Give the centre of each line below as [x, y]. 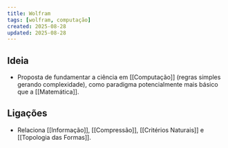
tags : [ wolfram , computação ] [49, 20]
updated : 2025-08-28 [37, 33]
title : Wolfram [29, 13]
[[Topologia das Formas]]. [54, 137]
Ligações [27, 113]
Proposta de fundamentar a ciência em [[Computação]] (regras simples [119, 77]
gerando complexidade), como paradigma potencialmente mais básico [118, 85]
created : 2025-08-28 [37, 26]
